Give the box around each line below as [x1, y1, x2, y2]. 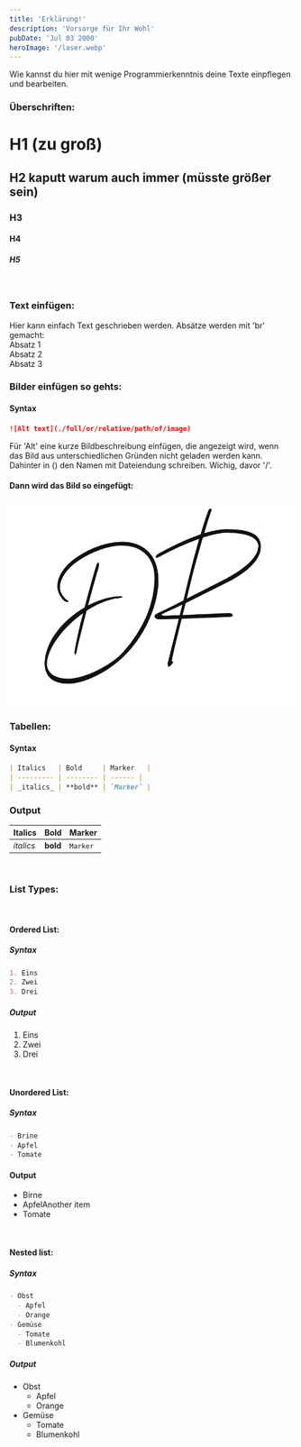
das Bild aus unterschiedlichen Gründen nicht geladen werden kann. [9, 450, 263, 461]
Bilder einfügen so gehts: [9, 380, 123, 393]
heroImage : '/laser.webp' [9, 43, 106, 52]
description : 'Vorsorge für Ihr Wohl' [9, 23, 155, 33]
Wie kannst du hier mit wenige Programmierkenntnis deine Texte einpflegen [9, 69, 291, 80]
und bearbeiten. [9, 78, 69, 89]
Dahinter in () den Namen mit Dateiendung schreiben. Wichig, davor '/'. [9, 460, 273, 471]
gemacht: [9, 329, 45, 340]
